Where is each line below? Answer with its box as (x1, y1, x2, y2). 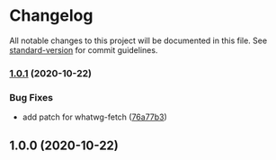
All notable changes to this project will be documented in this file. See (9, 35, 268, 46)
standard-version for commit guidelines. (9, 44, 158, 55)
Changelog (9, 5, 93, 26)
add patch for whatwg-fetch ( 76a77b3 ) (22, 111, 168, 122)
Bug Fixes (9, 91, 54, 103)
